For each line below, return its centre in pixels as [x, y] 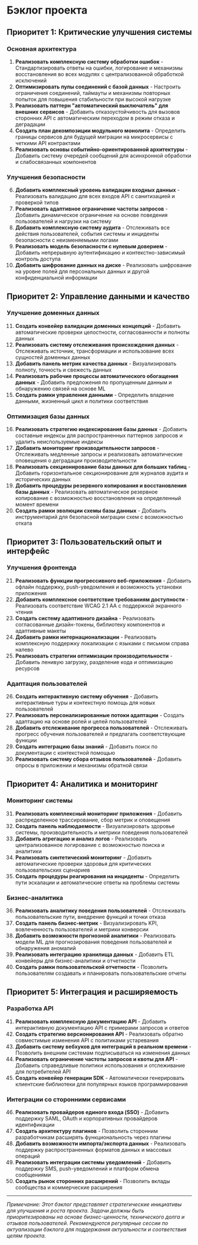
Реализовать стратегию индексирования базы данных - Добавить [101, 429]
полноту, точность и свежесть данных [63, 370]
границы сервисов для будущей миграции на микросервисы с [94, 137]
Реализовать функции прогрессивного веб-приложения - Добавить [103, 580]
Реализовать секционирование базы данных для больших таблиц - [103, 467]
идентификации [35, 1125]
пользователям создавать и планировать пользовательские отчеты [101, 973]
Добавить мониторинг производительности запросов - [87, 448]
